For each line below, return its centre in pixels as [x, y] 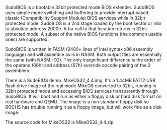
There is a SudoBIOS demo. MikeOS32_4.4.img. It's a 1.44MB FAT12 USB [80, 80]
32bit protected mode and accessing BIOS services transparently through [82, 91]
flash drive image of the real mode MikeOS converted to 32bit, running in [81, 86]
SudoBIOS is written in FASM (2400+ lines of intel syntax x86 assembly [79, 49]
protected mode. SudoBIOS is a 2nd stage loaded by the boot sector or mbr [83, 23]
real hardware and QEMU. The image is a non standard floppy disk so [77, 102]
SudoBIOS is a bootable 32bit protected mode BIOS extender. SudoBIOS [80, 7]
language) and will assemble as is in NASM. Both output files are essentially [83, 54]
